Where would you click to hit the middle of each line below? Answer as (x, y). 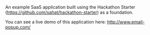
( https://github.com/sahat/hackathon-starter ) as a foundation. (69, 12)
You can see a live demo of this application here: (56, 22)
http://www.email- (126, 22)
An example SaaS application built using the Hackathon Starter (70, 7)
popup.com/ (18, 27)
